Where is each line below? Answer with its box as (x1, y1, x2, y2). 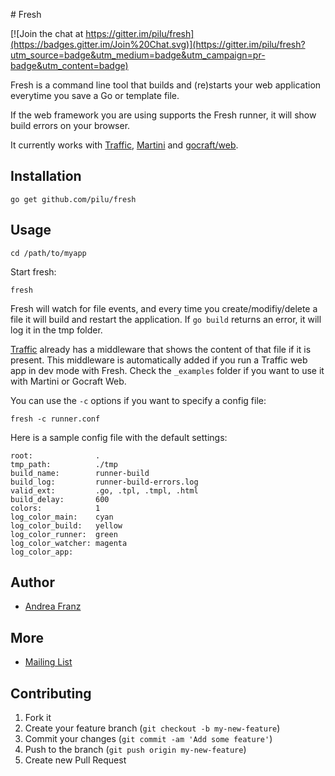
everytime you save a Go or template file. (10, 90, 180, 101)
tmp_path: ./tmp (10, 459, 118, 469)
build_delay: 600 (10, 494, 110, 504)
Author (10, 574, 55, 591)
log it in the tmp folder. (10, 324, 103, 336)
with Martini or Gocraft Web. (10, 375, 127, 387)
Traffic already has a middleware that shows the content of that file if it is (10, 343, 312, 355)
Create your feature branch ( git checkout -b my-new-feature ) (24, 722, 281, 734)
